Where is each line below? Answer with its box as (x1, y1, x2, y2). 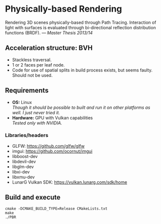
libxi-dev (12, 169, 30, 174)
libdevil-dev (12, 158, 36, 164)
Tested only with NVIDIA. (12, 120, 62, 126)
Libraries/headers (5, 132, 49, 139)
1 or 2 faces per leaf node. (12, 62, 65, 68)
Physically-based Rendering (5, 3, 123, 15)
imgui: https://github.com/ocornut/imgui (12, 148, 92, 154)
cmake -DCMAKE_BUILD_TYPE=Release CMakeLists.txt (5, 206, 108, 211)
